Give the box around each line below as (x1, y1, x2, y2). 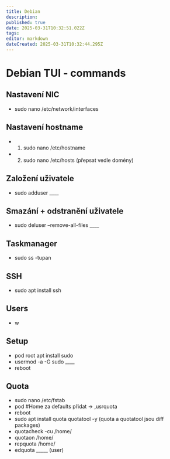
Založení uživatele (6, 174, 74, 183)
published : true (6, 19, 46, 25)
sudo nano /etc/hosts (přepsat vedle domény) (23, 157, 134, 164)
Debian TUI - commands (6, 67, 126, 80)
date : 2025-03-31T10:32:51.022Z (6, 25, 85, 31)
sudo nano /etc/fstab (14, 397, 65, 404)
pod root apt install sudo (14, 352, 74, 359)
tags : (6, 30, 19, 36)
